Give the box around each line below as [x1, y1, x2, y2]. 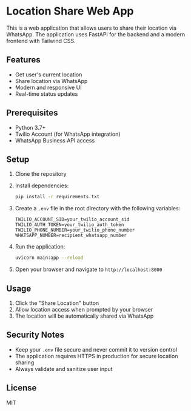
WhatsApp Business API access [15, 136, 95, 144]
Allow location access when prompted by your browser [15, 306, 153, 313]
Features [6, 55, 41, 65]
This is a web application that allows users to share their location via [6, 24, 177, 32]
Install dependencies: [15, 182, 69, 189]
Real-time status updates [15, 90, 78, 98]
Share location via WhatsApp [15, 77, 88, 84]
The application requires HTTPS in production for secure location [15, 352, 178, 359]
